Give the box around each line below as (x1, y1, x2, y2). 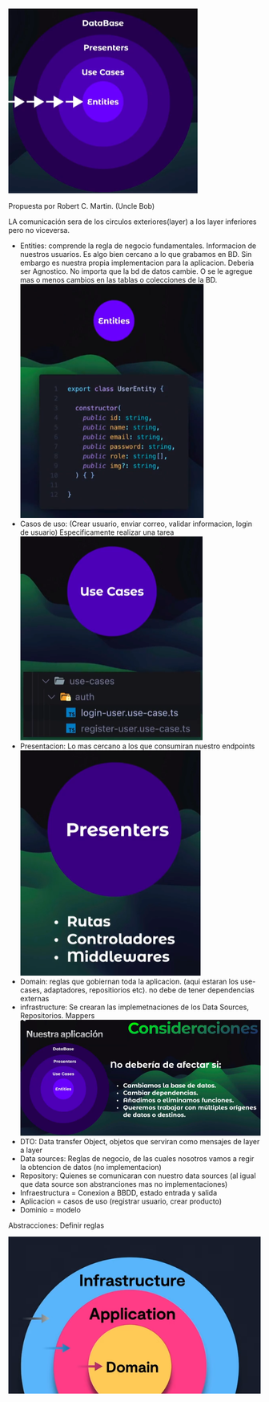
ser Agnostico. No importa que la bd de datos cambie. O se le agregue (19, 267, 253, 276)
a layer (19, 1145, 42, 1155)
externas (19, 994, 50, 1004)
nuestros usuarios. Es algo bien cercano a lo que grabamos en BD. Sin (19, 250, 252, 259)
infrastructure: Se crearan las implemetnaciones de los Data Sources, (19, 1002, 250, 1012)
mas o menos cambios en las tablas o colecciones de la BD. (19, 275, 218, 285)
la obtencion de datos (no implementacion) (19, 1162, 162, 1172)
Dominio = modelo (19, 1204, 82, 1214)
